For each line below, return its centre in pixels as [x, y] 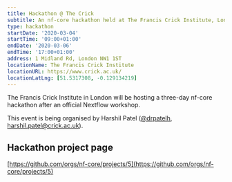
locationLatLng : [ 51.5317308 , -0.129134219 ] [72, 78]
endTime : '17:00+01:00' [41, 53]
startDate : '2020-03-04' [43, 33]
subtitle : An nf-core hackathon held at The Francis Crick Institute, [111, 20]
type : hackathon [30, 26]
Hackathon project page [60, 147]
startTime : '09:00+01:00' [44, 39]
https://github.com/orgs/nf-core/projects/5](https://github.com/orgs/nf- [112, 164]
